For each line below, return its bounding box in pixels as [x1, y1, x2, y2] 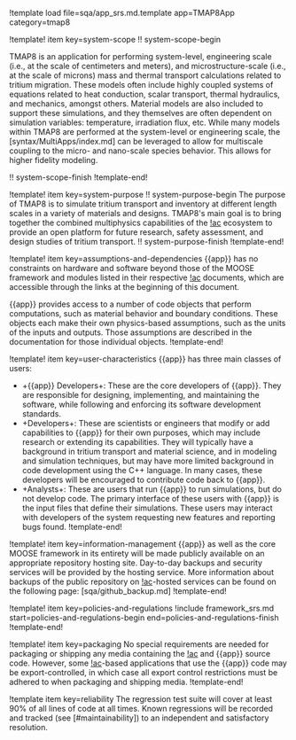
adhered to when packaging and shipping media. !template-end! [9, 677, 244, 687]
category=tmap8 [9, 17, 71, 27]
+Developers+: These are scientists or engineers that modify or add [21, 418, 270, 428]
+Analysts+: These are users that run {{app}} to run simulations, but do [21, 484, 282, 495]
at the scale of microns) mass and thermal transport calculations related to [9, 70, 282, 81]
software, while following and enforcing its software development [21, 399, 261, 409]
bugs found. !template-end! [21, 522, 122, 532]
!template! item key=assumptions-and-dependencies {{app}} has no [9, 253, 259, 264]
